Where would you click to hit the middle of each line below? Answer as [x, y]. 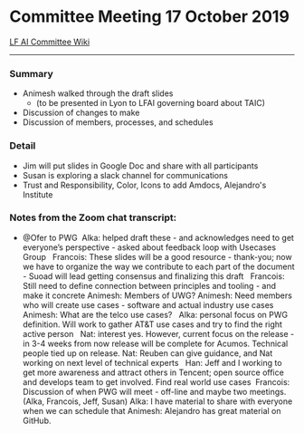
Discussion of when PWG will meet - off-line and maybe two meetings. [154, 391]
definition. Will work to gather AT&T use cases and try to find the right [152, 324]
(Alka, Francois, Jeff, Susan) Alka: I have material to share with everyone [157, 401]
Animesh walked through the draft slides [98, 93]
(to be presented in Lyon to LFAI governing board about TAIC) [150, 103]
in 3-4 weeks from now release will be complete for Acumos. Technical [155, 343]
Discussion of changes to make [81, 113]
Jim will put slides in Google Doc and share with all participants [140, 166]
